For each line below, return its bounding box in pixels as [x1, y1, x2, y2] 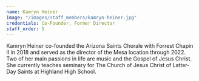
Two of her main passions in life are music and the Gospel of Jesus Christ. [6, 55, 192, 62]
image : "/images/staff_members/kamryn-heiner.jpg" [6, 15, 137, 21]
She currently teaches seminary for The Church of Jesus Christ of [6, 62, 172, 69]
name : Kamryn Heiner [6, 8, 59, 15]
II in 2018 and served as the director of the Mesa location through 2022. [6, 49, 186, 56]
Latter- [172, 62, 190, 69]
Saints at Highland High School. [17, 68, 96, 76]
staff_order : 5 [6, 25, 45, 32]
